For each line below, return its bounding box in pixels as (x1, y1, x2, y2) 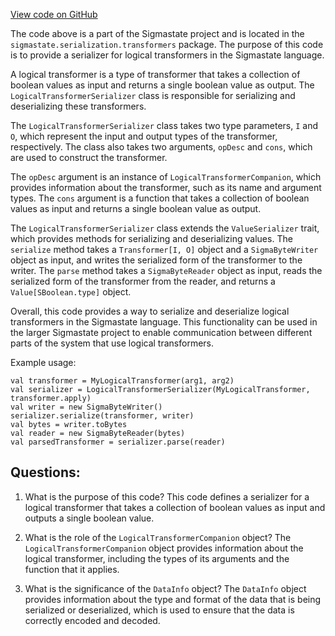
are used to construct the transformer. (10, 152, 168, 163)
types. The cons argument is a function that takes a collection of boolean (10, 192, 310, 204)
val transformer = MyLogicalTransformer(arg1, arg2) (10, 376, 235, 386)
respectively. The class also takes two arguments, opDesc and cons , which (10, 141, 313, 153)
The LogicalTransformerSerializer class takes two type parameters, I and (10, 120, 319, 131)
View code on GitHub (10, 9, 98, 20)
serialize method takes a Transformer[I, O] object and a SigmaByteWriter (10, 244, 319, 255)
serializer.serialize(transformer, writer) (10, 411, 195, 421)
